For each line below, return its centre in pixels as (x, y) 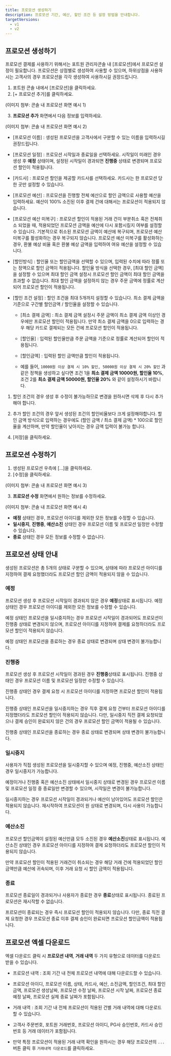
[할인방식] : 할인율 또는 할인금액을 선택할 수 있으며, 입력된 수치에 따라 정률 (86, 261)
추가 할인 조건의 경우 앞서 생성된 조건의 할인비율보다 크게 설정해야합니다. (84, 414)
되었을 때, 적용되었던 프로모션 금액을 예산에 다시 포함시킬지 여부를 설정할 (90, 225)
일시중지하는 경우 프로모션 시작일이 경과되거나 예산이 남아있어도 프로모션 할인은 (84, 799)
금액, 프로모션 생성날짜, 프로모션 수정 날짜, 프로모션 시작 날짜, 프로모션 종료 (87, 990)
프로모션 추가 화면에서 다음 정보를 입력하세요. (58, 116)
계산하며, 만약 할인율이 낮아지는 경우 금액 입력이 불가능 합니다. (84, 426)
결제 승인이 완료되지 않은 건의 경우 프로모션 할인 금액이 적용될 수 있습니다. (88, 721)
